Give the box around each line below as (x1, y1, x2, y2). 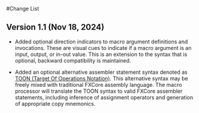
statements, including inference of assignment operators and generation (14, 93, 193, 101)
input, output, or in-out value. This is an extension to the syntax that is (14, 51, 188, 58)
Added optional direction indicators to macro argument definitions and (14, 38, 188, 45)
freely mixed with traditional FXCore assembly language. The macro (14, 81, 182, 88)
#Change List (6, 5, 39, 12)
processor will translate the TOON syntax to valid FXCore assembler (14, 87, 183, 95)
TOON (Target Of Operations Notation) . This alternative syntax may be (14, 74, 188, 82)
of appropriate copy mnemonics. (14, 100, 96, 107)
